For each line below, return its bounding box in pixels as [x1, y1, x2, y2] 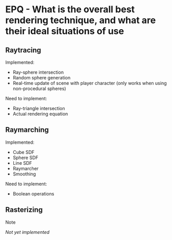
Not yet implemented [5, 229, 50, 235]
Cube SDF [12, 149, 35, 155]
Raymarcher [12, 165, 39, 171]
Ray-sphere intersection [12, 69, 64, 75]
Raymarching [5, 125, 49, 134]
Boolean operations [12, 190, 54, 197]
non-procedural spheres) [12, 85, 66, 92]
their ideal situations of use [5, 26, 124, 37]
